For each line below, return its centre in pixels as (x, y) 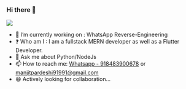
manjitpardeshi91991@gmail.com (57, 72)
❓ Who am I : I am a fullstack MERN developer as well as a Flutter (97, 42)
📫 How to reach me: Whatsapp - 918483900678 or (80, 64)
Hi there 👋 (21, 10)
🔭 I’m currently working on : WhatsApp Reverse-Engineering (91, 35)
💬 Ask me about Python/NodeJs (56, 57)
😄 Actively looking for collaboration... (63, 79)
